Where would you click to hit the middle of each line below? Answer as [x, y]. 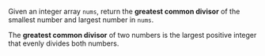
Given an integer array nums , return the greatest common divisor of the [124, 11]
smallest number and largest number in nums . [81, 20]
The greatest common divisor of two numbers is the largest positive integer [132, 35]
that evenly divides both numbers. [64, 43]
